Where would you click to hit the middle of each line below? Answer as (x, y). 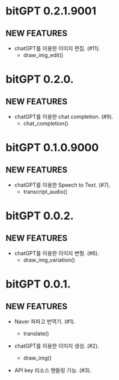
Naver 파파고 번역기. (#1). (45, 321)
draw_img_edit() (43, 55)
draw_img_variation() (49, 260)
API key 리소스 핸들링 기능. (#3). (53, 370)
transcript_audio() (45, 192)
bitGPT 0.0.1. (38, 284)
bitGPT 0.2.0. (40, 80)
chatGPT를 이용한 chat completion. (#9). (64, 116)
